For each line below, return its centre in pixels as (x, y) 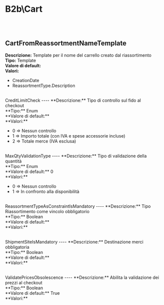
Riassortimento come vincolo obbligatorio (47, 211)
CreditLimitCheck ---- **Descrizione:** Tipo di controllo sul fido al (73, 100)
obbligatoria (17, 247)
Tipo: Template (20, 60)
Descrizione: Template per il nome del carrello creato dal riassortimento (78, 55)
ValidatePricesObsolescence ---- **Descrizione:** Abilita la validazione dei (82, 277)
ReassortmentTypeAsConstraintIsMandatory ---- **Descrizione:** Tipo (78, 206)
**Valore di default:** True (33, 293)
